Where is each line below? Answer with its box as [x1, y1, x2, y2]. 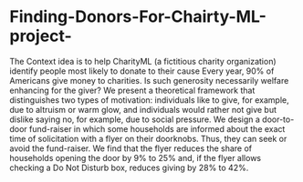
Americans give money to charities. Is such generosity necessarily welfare [9, 75, 289, 86]
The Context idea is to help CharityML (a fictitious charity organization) [9, 56, 277, 66]
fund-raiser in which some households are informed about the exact [28, 123, 286, 134]
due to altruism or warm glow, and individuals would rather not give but [9, 104, 277, 115]
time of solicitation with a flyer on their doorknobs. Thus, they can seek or [9, 133, 287, 144]
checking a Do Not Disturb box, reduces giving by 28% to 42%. [9, 162, 249, 173]
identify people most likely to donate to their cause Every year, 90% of [9, 66, 275, 76]
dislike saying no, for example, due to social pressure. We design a [9, 114, 260, 125]
